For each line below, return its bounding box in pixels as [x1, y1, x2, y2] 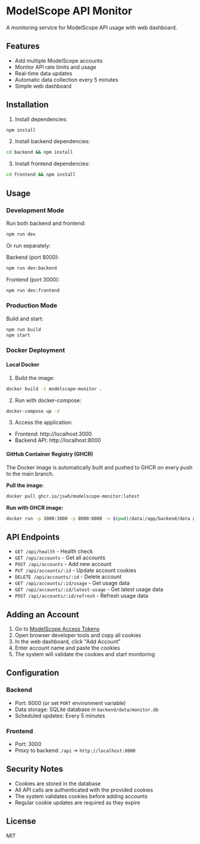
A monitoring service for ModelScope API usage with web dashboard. [6, 24, 177, 31]
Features [6, 41, 40, 51]
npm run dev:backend [6, 265, 58, 271]
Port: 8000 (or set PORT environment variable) [14, 699, 126, 706]
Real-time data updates [14, 70, 73, 77]
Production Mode [6, 301, 58, 310]
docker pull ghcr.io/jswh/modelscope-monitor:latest [6, 493, 140, 499]
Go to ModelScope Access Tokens [14, 625, 100, 632]
